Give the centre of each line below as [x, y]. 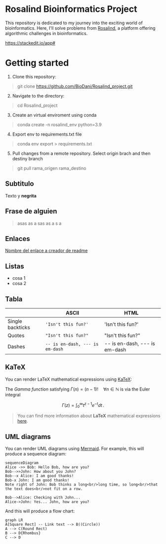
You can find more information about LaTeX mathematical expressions [89, 416]
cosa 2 [19, 284]
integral [13, 395]
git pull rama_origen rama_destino [52, 168]
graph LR [14, 520]
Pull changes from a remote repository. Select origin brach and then [81, 153]
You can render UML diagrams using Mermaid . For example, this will [75, 448]
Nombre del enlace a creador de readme [46, 250]
